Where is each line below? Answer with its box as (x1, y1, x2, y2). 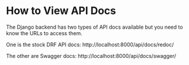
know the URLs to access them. (6, 29, 83, 36)
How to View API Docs (6, 4, 116, 18)
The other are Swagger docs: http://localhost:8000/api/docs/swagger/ (6, 52, 177, 59)
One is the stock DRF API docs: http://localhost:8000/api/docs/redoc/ (6, 41, 174, 48)
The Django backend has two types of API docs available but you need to (6, 23, 183, 30)
